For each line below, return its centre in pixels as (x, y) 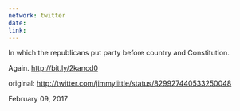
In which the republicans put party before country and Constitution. (119, 53)
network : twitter (37, 15)
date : (17, 23)
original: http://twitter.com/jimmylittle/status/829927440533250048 (120, 83)
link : (17, 30)
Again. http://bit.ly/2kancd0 (53, 68)
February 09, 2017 (38, 99)
